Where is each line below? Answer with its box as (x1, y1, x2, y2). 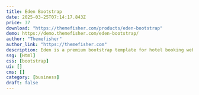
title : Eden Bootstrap (6, 8, 62, 15)
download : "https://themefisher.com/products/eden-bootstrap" (6, 25, 163, 31)
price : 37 (6, 19, 31, 25)
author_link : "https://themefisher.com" (6, 42, 108, 48)
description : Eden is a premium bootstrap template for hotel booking (6, 47, 184, 53)
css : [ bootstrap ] (6, 58, 49, 64)
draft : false (6, 80, 38, 86)
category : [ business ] (6, 74, 60, 80)
